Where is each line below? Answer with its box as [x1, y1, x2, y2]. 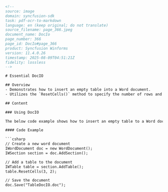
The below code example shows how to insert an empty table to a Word [5, 119, 155, 124]
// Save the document [5, 178, 50, 183]
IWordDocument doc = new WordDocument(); [5, 146, 93, 151]
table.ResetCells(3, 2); [5, 169, 57, 174]
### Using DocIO [5, 110, 39, 115]
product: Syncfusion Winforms [5, 46, 68, 51]
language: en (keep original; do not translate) [5, 22, 108, 28]
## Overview [5, 82, 30, 88]
